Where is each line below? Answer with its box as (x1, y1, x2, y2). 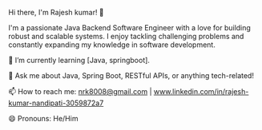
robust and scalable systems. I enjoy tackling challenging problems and (8, 32, 244, 41)
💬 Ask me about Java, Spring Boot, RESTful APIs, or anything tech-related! (8, 71, 255, 80)
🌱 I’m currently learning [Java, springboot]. (8, 56, 151, 65)
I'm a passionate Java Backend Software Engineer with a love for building (8, 23, 251, 32)
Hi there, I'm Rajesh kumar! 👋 (8, 8, 104, 17)
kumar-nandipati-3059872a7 (8, 98, 104, 108)
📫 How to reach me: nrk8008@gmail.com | (8, 87, 152, 96)
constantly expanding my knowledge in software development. (8, 40, 216, 49)
